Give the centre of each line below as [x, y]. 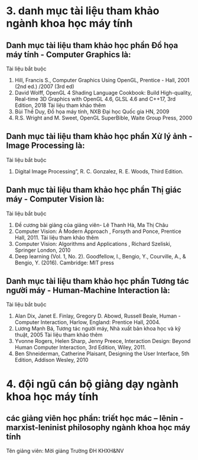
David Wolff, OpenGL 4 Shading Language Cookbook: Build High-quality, [103, 93]
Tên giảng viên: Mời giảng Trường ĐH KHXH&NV [65, 451]
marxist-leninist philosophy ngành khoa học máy [98, 428]
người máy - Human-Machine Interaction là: [88, 291]
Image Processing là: [46, 146]
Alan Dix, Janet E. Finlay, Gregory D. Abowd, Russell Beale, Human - [98, 316]
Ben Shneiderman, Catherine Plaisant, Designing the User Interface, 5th [102, 354]
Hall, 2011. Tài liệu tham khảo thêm [57, 237]
